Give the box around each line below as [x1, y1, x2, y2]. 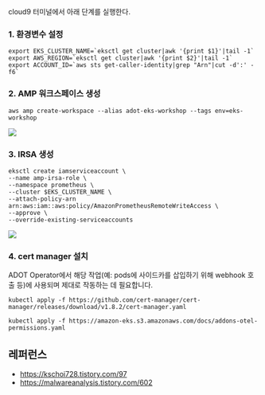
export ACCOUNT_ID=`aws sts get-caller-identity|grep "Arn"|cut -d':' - [8, 61, 255, 69]
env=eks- [214, 107, 244, 115]
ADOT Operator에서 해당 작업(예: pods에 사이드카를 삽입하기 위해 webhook [8, 270, 246, 280]
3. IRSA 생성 [8, 148, 54, 159]
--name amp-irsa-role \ [8, 174, 88, 182]
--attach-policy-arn [8, 194, 77, 203]
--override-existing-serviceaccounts [8, 216, 134, 224]
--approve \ [8, 209, 48, 217]
